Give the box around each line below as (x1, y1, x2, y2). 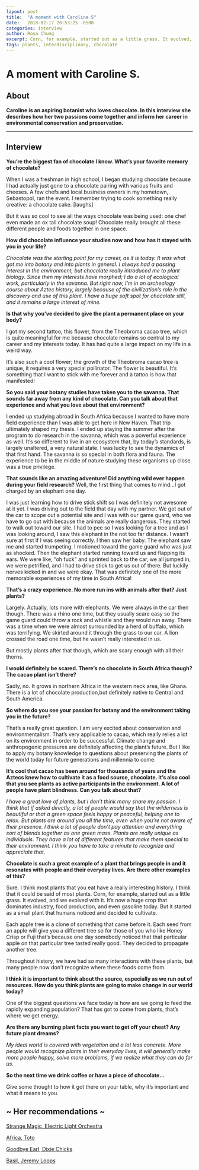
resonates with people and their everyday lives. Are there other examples (6, 866, 191, 873)
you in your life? (6, 243, 47, 250)
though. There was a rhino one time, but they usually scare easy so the (6, 610, 179, 617)
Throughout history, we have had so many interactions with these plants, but (6, 957, 193, 965)
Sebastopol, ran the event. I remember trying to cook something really (6, 194, 178, 202)
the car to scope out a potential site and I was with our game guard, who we (6, 511, 191, 518)
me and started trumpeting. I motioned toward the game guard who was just (6, 543, 192, 550)
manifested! (6, 377, 36, 384)
